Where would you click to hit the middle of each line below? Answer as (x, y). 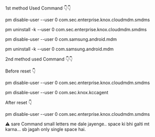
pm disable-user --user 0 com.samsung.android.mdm (61, 39)
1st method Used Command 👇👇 (38, 8)
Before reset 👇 (21, 71)
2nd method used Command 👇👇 (39, 59)
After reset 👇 (19, 102)
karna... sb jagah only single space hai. (46, 129)
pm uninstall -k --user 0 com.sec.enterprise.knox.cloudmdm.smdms (76, 29)
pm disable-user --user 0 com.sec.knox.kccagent (57, 92)
